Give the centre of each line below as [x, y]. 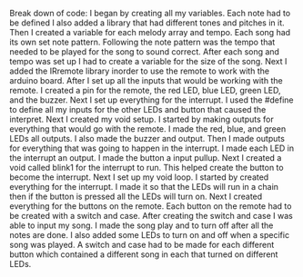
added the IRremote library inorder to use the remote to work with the [140, 71]
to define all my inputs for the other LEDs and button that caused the [138, 109]
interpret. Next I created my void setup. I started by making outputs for [142, 119]
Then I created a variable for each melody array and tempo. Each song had [150, 32]
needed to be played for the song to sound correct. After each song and [145, 52]
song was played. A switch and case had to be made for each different [142, 245]
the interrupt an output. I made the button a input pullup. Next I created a [146, 158]
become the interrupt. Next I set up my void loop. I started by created [139, 177]
